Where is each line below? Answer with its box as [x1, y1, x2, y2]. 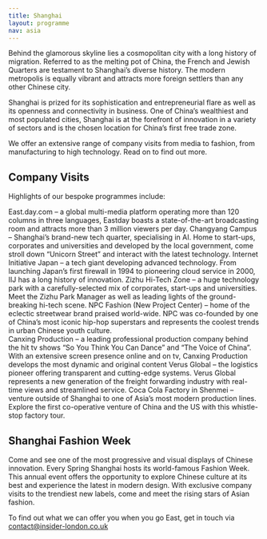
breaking [8, 300, 38, 310]
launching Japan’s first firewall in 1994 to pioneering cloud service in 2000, [8, 267, 256, 276]
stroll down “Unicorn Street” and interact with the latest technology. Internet [8, 249, 258, 260]
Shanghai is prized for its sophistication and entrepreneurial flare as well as [8, 97, 256, 108]
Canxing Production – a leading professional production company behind [8, 335, 249, 344]
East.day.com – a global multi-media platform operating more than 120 [8, 207, 240, 216]
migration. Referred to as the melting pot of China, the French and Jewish [8, 57, 250, 66]
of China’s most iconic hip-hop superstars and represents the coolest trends [8, 317, 260, 327]
